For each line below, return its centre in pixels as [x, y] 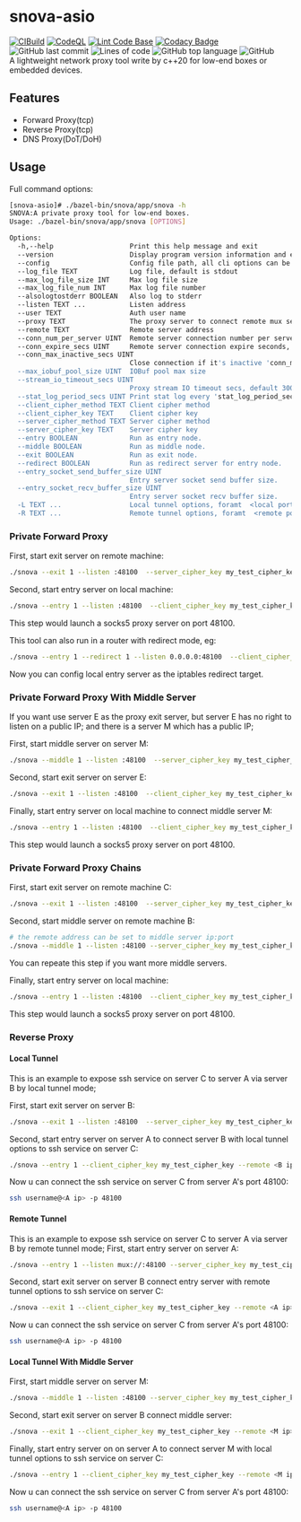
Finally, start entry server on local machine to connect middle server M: [141, 810]
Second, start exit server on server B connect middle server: [121, 1415]
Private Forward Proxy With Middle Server [103, 697]
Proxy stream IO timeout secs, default [204, 388]
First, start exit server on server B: [72, 1105]
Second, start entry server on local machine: [91, 590]
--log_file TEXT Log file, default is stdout [128, 271]
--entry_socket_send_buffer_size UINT [90, 472]
